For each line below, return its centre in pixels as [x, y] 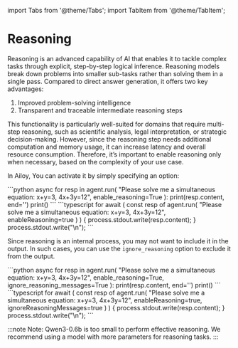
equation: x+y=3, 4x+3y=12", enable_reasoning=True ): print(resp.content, [116, 197]
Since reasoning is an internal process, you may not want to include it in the [118, 241]
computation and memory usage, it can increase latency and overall [107, 147]
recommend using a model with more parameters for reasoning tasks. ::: [113, 337]
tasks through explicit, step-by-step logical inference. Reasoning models [114, 66]
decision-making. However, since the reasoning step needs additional [109, 139]
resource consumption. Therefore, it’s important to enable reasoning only [114, 154]
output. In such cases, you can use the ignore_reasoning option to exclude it [119, 248]
